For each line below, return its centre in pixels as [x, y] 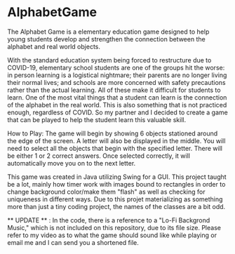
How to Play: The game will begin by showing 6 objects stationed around [113, 133]
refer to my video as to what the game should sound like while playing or [112, 235]
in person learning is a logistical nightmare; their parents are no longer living [117, 75]
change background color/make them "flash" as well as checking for [106, 192]
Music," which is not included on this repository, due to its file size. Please [114, 227]
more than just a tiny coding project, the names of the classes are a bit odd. [116, 206]
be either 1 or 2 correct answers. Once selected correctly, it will [99, 156]
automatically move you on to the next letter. [72, 163]
